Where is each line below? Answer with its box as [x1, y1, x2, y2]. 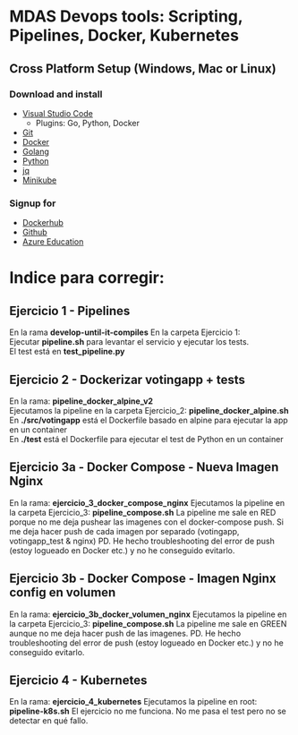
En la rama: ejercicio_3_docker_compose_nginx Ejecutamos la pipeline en [9, 497, 285, 508]
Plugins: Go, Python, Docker [35, 117, 140, 128]
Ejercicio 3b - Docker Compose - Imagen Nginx [9, 571, 277, 586]
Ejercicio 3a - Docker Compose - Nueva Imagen [9, 459, 279, 475]
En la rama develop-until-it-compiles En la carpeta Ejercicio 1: [9, 327, 241, 338]
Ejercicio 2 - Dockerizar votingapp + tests [9, 372, 246, 387]
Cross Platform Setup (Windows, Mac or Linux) [9, 61, 277, 76]
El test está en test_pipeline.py [9, 346, 125, 357]
